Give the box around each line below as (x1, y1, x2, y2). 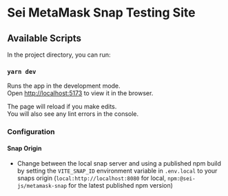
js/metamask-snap (17, 183, 68, 190)
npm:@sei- (167, 175, 196, 182)
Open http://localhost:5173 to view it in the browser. (7, 89, 154, 97)
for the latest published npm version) (68, 182, 174, 190)
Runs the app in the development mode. (7, 81, 121, 90)
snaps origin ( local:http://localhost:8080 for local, (17, 174, 167, 182)
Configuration (7, 127, 55, 137)
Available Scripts (7, 32, 81, 44)
